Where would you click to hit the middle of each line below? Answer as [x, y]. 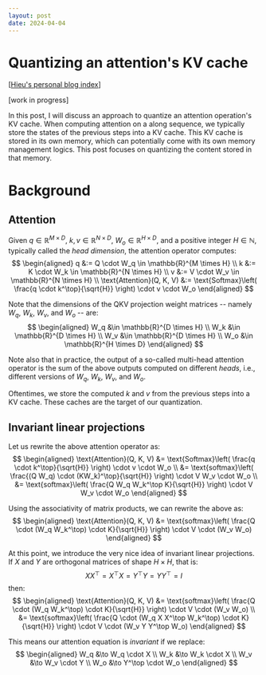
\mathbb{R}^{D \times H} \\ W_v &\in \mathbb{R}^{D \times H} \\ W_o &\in [134, 336]
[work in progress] [39, 100]
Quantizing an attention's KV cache [128, 63]
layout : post [30, 16]
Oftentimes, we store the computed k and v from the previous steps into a [129, 394]
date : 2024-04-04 [37, 23]
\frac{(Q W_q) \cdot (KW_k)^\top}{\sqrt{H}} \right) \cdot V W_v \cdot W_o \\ [134, 476]
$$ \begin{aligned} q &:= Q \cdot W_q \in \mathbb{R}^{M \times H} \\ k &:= [134, 263]
